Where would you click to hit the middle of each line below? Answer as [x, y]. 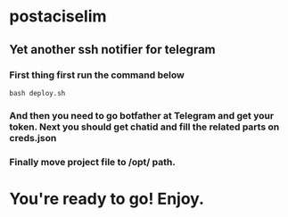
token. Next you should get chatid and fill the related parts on [144, 127]
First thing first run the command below [97, 75]
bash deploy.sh [37, 93]
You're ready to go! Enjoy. [107, 199]
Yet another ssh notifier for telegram [112, 50]
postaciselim [58, 17]
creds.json [33, 138]
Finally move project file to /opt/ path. [92, 162]
